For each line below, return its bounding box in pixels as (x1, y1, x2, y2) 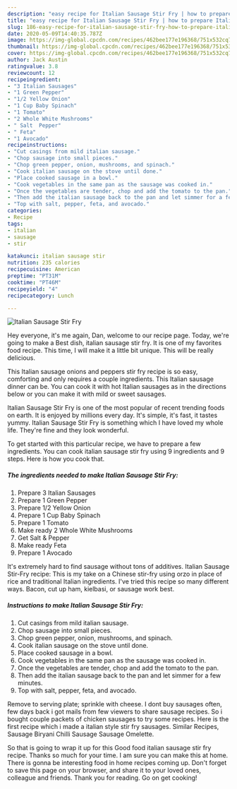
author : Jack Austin (7, 56, 68, 64)
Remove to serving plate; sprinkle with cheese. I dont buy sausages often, (7, 700, 222, 709)
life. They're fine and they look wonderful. (7, 426, 129, 435)
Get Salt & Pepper (17, 534, 70, 542)
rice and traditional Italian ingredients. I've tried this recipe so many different (7, 577, 229, 586)
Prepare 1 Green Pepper (17, 496, 87, 505)
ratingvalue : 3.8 (7, 63, 59, 70)
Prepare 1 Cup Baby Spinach (17, 511, 101, 519)
